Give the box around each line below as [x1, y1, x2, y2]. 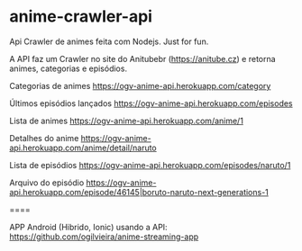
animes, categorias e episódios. [9, 63, 128, 74]
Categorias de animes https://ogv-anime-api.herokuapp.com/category [9, 80, 271, 91]
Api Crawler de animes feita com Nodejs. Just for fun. [9, 36, 209, 47]
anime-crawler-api [9, 6, 153, 27]
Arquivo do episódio [9, 177, 85, 188]
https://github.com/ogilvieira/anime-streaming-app [9, 231, 199, 242]
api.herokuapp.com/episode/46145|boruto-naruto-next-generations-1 [9, 186, 269, 197]
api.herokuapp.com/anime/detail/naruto [9, 142, 158, 153]
